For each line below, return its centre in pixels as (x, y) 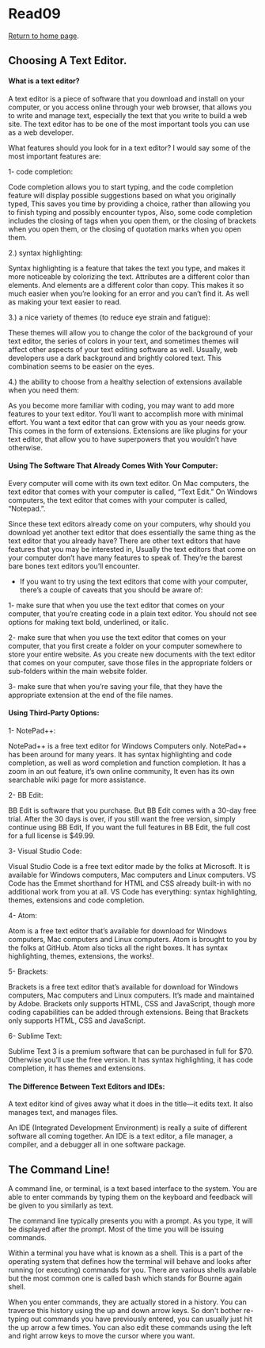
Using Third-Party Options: (54, 713)
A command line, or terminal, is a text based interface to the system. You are (133, 1188)
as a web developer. (41, 132)
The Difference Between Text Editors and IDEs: (87, 1086)
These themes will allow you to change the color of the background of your (131, 332)
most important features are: (55, 156)
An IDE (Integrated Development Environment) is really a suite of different (128, 1128)
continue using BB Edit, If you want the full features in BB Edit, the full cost (129, 827)
